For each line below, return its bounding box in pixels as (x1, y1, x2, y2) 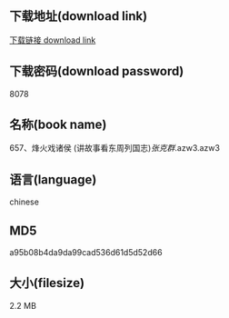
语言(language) (9, 172, 97, 187)
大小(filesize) (9, 275, 85, 291)
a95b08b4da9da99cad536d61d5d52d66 (9, 247, 163, 258)
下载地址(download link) (9, 8, 148, 25)
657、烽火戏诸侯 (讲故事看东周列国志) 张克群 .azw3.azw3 (9, 143, 221, 154)
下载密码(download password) (9, 64, 184, 79)
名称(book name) (9, 117, 107, 133)
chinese (9, 196, 39, 207)
